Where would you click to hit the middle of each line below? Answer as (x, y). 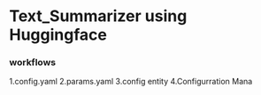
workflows (32, 62)
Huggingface (58, 35)
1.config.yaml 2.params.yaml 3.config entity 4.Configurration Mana (131, 82)
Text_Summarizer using (98, 16)
